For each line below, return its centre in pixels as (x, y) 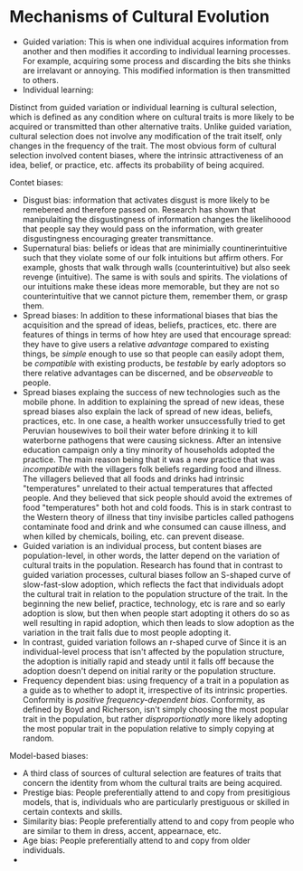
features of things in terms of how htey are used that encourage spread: (157, 334)
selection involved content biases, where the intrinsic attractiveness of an (147, 155)
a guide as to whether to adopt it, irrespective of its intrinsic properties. (155, 690)
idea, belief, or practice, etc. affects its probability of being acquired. (137, 165)
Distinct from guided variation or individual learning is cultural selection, (143, 107)
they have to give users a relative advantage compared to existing (146, 344)
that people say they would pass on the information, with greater (143, 229)
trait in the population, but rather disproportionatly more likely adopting (155, 719)
